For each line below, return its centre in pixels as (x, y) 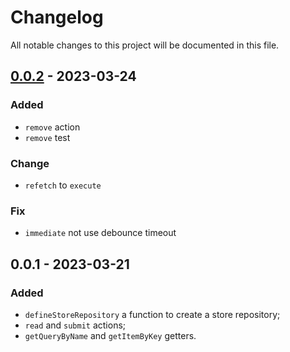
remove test (47, 137)
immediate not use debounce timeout (100, 233)
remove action (52, 127)
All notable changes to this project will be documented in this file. (145, 45)
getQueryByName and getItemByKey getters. (110, 335)
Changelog (57, 17)
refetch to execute (63, 185)
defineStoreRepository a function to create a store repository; (152, 314)
